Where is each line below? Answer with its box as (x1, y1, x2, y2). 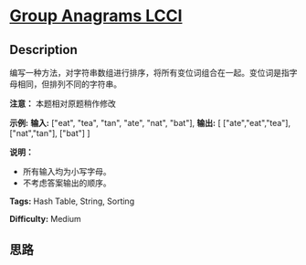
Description (9, 42, 78, 58)
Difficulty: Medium (9, 214, 82, 224)
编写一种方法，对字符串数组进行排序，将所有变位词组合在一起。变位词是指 (9, 68, 290, 78)
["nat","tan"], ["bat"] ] (9, 128, 90, 138)
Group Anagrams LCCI (9, 5, 183, 26)
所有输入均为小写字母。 (22, 166, 111, 176)
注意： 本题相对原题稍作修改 (9, 98, 116, 109)
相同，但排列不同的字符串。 (16, 79, 121, 90)
